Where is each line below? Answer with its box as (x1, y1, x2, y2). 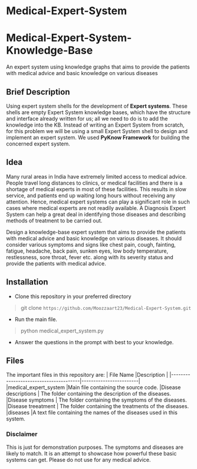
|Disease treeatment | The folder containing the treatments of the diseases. (6, 403, 189, 410)
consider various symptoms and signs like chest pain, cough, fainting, (6, 241, 176, 248)
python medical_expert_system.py (20, 327, 104, 334)
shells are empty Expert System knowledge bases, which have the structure (6, 108, 191, 116)
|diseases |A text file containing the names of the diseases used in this (6, 409, 178, 416)
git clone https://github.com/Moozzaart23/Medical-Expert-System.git (20, 304, 192, 311)
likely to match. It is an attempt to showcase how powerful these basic (6, 449, 177, 457)
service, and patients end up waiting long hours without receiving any (6, 192, 176, 199)
